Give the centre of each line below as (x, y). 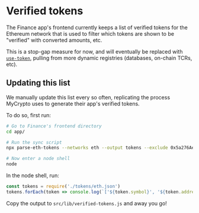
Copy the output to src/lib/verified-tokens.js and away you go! (86, 203)
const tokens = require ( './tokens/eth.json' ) (63, 186)
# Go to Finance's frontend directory (54, 126)
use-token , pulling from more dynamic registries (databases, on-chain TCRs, (99, 58)
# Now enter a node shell (38, 159)
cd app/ (16, 131)
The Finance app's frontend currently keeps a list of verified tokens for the (97, 27)
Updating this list (38, 83)
